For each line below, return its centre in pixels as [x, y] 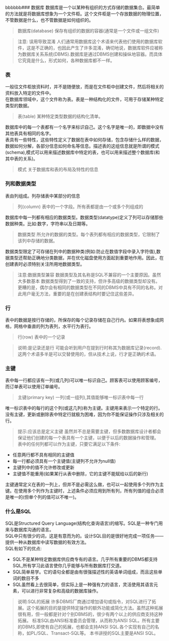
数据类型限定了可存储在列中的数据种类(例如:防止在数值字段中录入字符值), [81, 251]
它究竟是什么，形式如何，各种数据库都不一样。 [66, 60]
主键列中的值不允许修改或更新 [43, 467]
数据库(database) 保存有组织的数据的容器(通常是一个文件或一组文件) [88, 31]
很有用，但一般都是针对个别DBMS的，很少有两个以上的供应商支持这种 [90, 614]
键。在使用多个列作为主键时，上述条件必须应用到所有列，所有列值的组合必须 [84, 491]
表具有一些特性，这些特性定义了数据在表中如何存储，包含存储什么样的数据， [84, 140]
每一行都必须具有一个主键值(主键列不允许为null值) [64, 461]
